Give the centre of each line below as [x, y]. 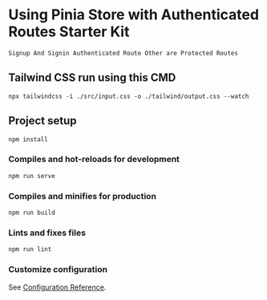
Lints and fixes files [47, 233]
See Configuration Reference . [57, 287]
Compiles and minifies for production [82, 196]
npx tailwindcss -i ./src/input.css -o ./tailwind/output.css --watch [129, 96]
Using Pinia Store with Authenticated [133, 15]
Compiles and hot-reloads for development [94, 160]
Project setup [43, 121]
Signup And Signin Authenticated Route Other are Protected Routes [123, 53]
